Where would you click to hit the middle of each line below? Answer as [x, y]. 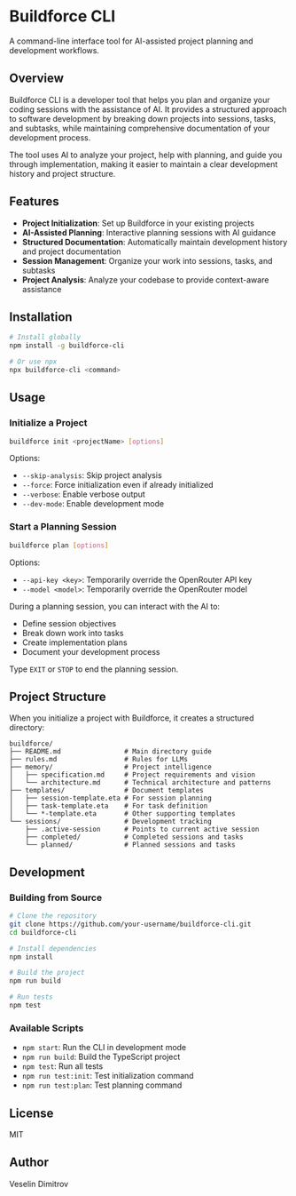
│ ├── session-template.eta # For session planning [111, 798]
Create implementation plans [74, 642]
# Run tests [31, 997]
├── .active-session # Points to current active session [142, 829]
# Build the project [47, 973]
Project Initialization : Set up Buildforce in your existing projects [138, 223]
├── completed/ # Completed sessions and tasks [134, 837]
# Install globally [45, 338]
